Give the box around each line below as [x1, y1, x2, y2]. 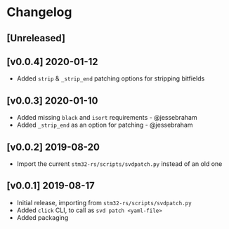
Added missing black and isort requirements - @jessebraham [16, 113, 197, 122]
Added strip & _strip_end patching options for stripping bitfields [16, 74, 205, 83]
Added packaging [16, 213, 69, 221]
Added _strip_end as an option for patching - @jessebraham [16, 120, 193, 130]
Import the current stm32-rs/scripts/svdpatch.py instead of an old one [16, 160, 223, 168]
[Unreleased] [6, 32, 66, 44]
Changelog [6, 4, 72, 20]
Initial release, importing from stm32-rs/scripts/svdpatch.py [16, 198, 192, 207]
